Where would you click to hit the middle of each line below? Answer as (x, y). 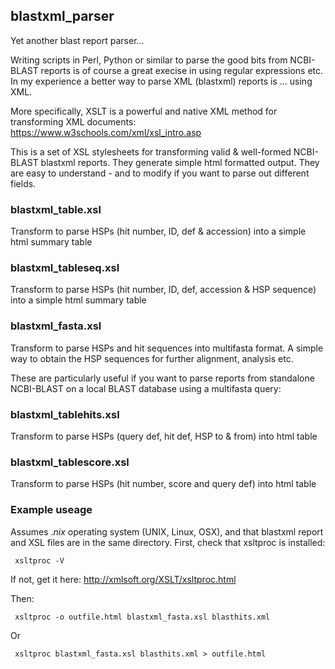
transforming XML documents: (73, 121)
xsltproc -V (39, 560)
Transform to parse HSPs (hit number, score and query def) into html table (163, 484)
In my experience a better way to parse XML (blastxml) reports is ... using (161, 81)
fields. (23, 183)
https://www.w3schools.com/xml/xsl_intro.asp (106, 132)
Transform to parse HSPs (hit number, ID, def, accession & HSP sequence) (163, 290)
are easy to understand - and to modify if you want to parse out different (160, 173)
